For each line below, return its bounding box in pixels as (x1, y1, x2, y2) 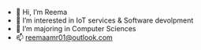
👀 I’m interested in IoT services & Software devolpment (15, 16, 194, 25)
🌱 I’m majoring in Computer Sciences (15, 24, 136, 33)
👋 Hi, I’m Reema (15, 8, 68, 16)
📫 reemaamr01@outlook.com (15, 33, 113, 42)
